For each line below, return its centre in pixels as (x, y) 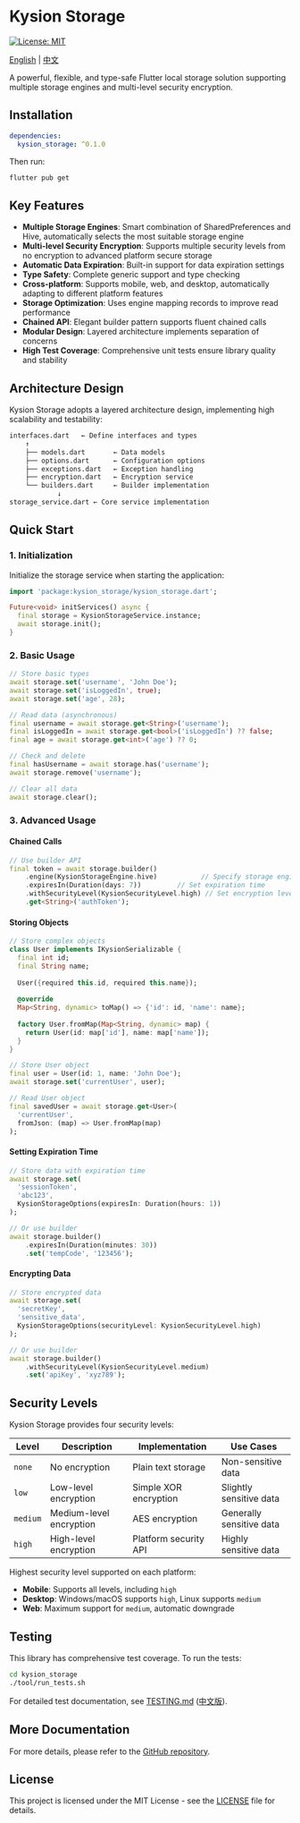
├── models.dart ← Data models (96, 452)
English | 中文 (34, 59)
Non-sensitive (252, 1462)
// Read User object (48, 1098)
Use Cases (254, 1446)
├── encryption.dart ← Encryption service (109, 477)
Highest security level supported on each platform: (103, 1573)
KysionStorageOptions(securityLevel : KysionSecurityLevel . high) (139, 1326)
